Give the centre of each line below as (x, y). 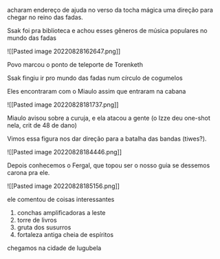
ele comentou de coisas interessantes (61, 199)
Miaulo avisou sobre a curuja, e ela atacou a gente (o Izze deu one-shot (109, 118)
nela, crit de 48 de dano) (42, 125)
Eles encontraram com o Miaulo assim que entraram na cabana (97, 91)
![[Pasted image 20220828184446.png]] (65, 152)
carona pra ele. (29, 173)
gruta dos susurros (44, 227)
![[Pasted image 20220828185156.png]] (64, 186)
